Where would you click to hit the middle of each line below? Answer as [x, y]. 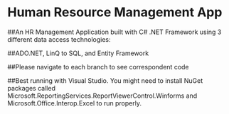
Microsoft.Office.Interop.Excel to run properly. [75, 103]
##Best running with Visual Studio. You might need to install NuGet [105, 80]
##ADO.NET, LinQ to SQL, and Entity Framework [78, 53]
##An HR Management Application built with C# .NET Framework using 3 [114, 32]
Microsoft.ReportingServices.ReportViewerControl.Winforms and [102, 96]
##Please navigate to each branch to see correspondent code [98, 67]
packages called [31, 88]
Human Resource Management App [115, 12]
